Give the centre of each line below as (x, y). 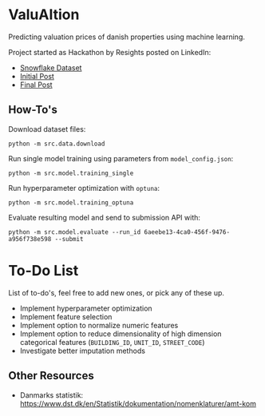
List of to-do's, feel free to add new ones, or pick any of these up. (117, 292)
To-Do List (44, 270)
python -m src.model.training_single (71, 173)
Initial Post (37, 76)
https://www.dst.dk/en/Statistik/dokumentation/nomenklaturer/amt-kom (138, 403)
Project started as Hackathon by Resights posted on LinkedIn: (110, 52)
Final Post (36, 85)
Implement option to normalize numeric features (99, 325)
